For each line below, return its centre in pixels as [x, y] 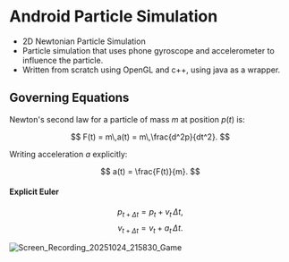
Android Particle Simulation [114, 17]
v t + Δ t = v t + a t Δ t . [150, 228]
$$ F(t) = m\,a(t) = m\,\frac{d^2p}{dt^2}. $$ [150, 137]
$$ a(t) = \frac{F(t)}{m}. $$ [150, 171]
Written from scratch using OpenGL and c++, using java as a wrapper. [151, 70]
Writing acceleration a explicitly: [68, 154]
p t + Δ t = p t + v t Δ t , [150, 212]
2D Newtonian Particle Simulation [84, 41]
